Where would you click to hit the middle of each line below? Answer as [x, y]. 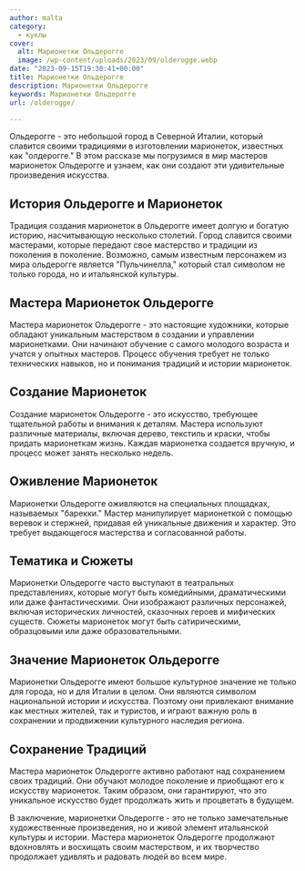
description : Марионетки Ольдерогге [79, 86]
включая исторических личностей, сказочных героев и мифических [142, 612]
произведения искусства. [60, 175]
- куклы [32, 35]
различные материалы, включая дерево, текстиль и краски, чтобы [140, 433]
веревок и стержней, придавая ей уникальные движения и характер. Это [153, 523]
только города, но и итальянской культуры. [94, 274]
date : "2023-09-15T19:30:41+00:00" [77, 69]
